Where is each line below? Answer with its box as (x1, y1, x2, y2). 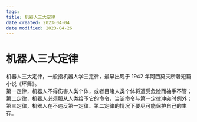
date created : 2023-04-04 (6, 19, 70, 25)
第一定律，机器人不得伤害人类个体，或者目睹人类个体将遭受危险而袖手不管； (6, 88, 192, 95)
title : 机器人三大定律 (6, 14, 56, 20)
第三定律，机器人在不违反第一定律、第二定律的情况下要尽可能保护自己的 (6, 103, 182, 110)
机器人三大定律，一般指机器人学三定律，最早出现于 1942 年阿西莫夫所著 (6, 73, 181, 80)
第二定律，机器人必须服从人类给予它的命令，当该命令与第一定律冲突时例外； (6, 95, 192, 102)
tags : (6, 8, 19, 15)
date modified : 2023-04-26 (6, 25, 73, 31)
